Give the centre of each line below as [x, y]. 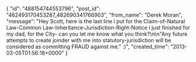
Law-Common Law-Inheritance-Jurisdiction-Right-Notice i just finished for [98, 27]
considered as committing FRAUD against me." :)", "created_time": [88, 46]
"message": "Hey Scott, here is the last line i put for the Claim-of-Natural [96, 21]
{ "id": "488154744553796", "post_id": [53, 9]
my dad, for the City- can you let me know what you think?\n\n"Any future [97, 34]
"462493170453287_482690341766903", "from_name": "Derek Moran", [94, 15]
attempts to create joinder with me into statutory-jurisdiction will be [89, 40]
